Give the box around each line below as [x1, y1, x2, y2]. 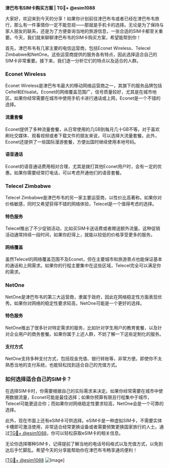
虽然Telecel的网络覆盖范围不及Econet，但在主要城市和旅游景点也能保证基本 [5, 256, 162, 262]
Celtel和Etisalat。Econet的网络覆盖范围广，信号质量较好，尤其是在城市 [5, 89, 152, 95]
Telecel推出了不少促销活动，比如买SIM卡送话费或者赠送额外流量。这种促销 [5, 225, 160, 231]
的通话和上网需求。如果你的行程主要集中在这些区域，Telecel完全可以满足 [5, 263, 157, 269]
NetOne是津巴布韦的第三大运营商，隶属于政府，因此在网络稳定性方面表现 [5, 294, 158, 300]
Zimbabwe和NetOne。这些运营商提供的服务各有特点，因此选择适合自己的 [5, 51, 157, 57]
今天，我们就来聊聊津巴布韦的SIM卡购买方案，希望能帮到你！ [14, 35, 141, 40]
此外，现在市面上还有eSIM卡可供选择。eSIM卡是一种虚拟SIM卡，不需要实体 [5, 418, 162, 424]
